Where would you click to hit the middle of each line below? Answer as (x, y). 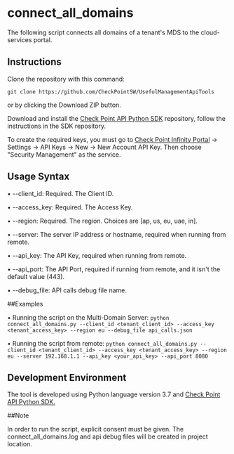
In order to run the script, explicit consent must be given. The (96, 429)
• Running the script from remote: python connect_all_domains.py (102, 343)
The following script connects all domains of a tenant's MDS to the (103, 32)
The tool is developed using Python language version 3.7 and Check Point (114, 394)
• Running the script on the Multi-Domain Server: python (88, 317)
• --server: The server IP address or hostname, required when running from (117, 234)
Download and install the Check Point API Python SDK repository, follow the (117, 118)
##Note (18, 415)
